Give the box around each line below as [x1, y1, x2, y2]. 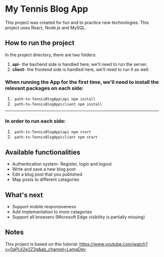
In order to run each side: [5, 118, 66, 124]
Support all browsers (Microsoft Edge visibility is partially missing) [12, 214, 145, 220]
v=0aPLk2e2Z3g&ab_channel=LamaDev [5, 246, 86, 252]
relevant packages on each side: [5, 84, 84, 91]
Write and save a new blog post [12, 166, 76, 172]
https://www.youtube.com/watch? [79, 241, 148, 247]
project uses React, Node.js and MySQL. [5, 24, 87, 30]
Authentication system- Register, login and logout [12, 161, 112, 167]
